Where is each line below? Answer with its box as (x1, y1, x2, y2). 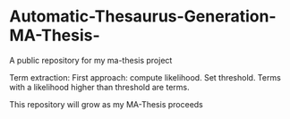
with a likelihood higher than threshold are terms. (9, 81, 190, 92)
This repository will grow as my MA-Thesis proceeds (9, 98, 204, 109)
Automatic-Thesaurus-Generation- (9, 6, 277, 27)
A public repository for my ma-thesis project (9, 55, 173, 65)
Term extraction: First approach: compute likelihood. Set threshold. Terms (9, 72, 282, 82)
